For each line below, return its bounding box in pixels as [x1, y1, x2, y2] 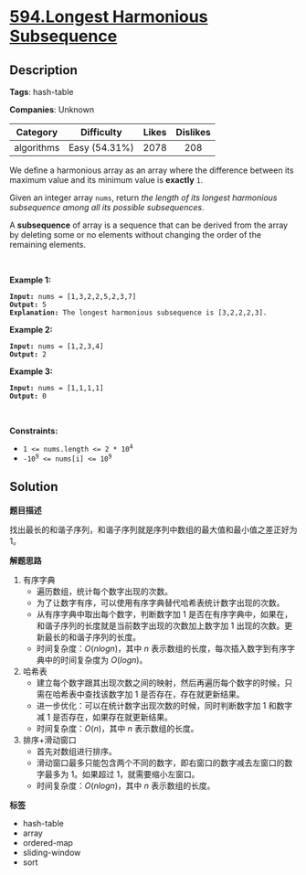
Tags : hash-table [9, 87, 74, 97]
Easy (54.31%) [68, 142, 134, 154]
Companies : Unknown [9, 104, 94, 115]
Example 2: [9, 325, 53, 335]
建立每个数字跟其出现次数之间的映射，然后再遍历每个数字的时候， [36, 677, 285, 688]
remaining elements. [9, 240, 87, 250]
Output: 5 [9, 300, 47, 309]
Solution [9, 479, 58, 495]
